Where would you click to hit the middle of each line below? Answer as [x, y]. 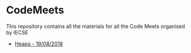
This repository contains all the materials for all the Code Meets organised [95, 26]
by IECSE [17, 32]
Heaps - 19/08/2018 [39, 44]
